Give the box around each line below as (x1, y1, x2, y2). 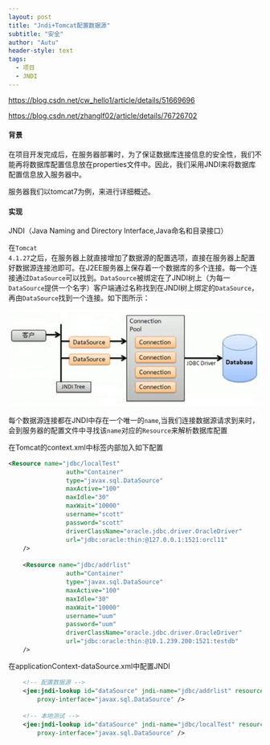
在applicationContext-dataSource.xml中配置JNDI (8, 661, 170, 670)
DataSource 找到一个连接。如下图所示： (22, 293, 150, 303)
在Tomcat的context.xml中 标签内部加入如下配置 (8, 442, 163, 452)
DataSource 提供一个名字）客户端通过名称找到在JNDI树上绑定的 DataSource (8, 283, 252, 293)
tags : (8, 55, 27, 63)
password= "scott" (65, 519, 125, 527)
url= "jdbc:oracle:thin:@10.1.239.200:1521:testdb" (65, 637, 239, 645)
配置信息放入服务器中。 (8, 169, 86, 179)
